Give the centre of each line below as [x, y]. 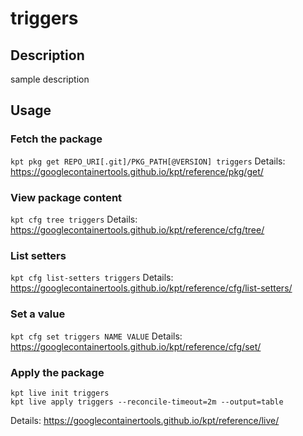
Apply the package [57, 372]
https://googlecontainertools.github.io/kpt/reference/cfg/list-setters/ [151, 288]
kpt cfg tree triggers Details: [74, 219]
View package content [66, 197]
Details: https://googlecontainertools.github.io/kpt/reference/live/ [145, 420]
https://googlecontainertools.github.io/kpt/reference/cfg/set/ [136, 346]
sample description [50, 79]
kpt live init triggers [60, 393]
